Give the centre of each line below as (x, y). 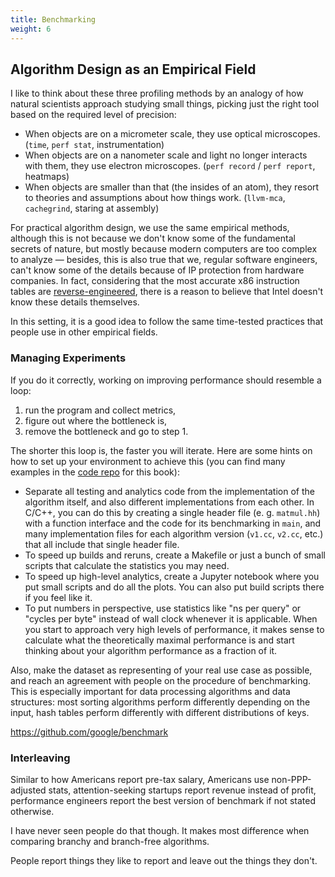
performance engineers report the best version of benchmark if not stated (163, 800)
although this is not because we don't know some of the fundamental (153, 238)
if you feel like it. (58, 597)
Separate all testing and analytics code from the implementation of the (169, 491)
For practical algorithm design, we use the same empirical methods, (150, 228)
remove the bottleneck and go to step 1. (106, 431)
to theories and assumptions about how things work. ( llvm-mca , (155, 198)
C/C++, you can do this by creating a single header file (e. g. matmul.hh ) (172, 512)
